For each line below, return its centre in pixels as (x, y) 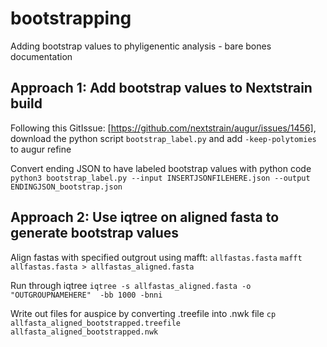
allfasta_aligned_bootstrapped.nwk (84, 332)
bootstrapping (71, 18)
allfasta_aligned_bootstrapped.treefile (96, 323)
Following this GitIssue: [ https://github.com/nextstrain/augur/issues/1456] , (163, 128)
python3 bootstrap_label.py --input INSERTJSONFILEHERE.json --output (160, 178)
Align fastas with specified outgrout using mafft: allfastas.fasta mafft (156, 257)
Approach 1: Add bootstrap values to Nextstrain (161, 88)
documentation (41, 56)
